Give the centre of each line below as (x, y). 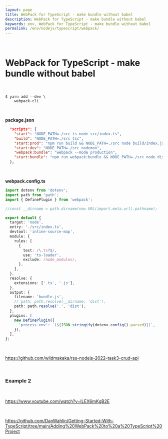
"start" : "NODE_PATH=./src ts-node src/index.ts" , (68, 134)
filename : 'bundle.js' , (39, 297)
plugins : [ (21, 315)
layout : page (19, 10)
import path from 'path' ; (32, 195)
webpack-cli (26, 101)
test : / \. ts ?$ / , (40, 250)
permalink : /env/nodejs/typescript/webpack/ (52, 29)
